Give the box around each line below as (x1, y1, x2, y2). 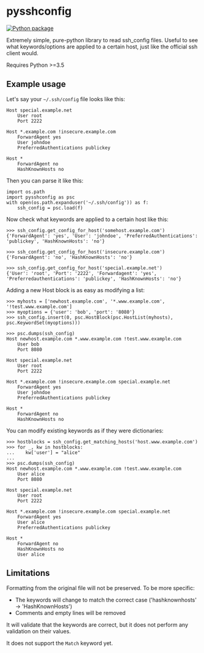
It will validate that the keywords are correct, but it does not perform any (6, 621, 188, 628)
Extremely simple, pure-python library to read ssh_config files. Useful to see (6, 36, 199, 43)
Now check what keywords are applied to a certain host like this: (6, 216, 169, 223)
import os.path (6, 189, 45, 195)
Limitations (6, 568, 50, 578)
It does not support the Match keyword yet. (6, 639, 113, 647)
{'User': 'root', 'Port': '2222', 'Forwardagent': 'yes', (6, 270, 157, 276)
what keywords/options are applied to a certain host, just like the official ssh (6, 43, 198, 50)
